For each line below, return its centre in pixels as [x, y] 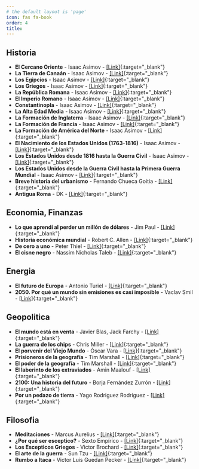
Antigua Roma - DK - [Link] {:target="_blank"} [71, 194]
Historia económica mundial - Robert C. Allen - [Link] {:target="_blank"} [104, 240]
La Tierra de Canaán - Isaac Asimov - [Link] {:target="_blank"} [91, 73]
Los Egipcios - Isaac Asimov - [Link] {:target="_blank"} [82, 80]
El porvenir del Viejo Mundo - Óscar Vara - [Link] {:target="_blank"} [98, 351]
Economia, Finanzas [45, 213]
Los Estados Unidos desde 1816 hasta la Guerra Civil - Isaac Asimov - [102, 156]
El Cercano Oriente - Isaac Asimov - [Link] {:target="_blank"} [90, 67]
